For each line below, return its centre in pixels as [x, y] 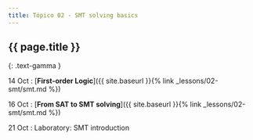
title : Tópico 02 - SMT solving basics [73, 15]
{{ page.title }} [44, 47]
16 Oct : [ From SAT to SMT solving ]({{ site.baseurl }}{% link [105, 104]
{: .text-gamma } [34, 66]
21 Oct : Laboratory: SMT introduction [69, 128]
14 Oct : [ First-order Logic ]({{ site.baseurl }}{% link [91, 81]
